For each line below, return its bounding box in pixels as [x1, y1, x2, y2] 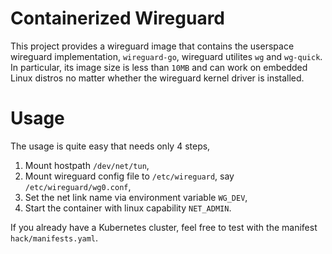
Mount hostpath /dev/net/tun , [24, 159, 150, 171]
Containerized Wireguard [10, 7, 225, 30]
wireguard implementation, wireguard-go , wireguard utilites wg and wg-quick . [10, 50, 323, 62]
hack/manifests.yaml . [10, 232, 99, 244]
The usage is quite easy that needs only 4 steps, [10, 140, 211, 152]
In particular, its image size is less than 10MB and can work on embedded [10, 61, 308, 73]
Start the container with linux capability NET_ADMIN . [24, 202, 232, 214]
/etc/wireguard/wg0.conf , [24, 180, 132, 192]
